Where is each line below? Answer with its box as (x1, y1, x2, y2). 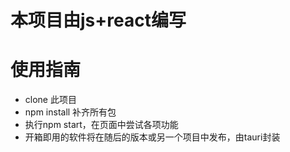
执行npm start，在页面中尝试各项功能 (24, 119, 179, 131)
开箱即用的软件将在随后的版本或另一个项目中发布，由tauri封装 (24, 131, 281, 143)
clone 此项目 (24, 94, 77, 106)
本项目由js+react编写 (10, 9, 187, 32)
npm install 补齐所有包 (24, 106, 117, 118)
